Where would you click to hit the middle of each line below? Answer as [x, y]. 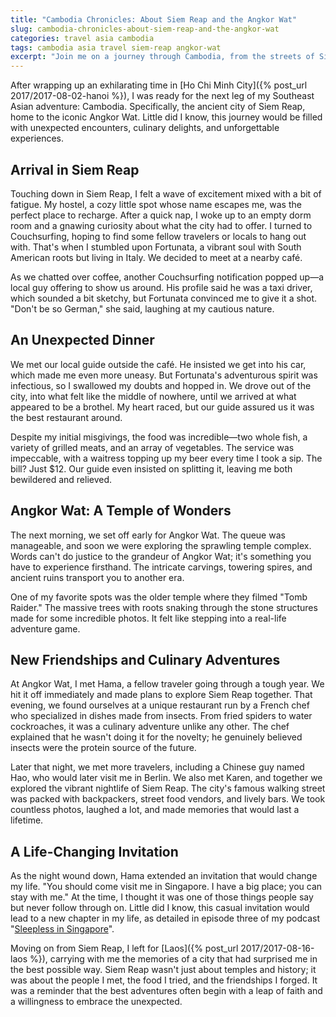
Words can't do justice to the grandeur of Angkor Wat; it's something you [161, 556]
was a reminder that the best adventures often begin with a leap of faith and [166, 991]
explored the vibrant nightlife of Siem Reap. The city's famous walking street [168, 788]
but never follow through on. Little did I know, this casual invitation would [160, 908]
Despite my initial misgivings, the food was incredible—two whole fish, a [159, 437]
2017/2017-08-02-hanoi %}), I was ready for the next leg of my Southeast [162, 96]
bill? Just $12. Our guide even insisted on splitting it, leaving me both [151, 468]
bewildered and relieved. [61, 479]
